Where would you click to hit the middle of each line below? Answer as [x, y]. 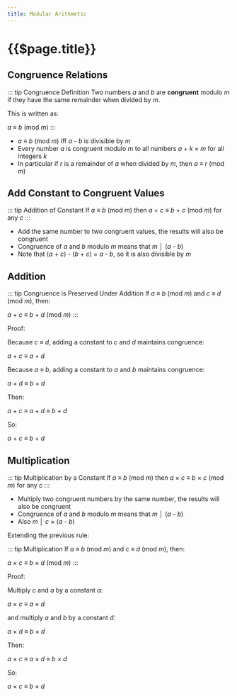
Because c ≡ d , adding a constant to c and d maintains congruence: [106, 342]
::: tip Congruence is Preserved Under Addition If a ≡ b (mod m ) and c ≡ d [114, 293]
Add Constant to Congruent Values [86, 193]
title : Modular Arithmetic [47, 14]
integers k [32, 156]
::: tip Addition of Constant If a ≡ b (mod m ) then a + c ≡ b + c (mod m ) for [115, 211]
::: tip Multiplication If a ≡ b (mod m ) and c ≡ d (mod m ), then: [96, 549]
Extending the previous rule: [48, 535]
